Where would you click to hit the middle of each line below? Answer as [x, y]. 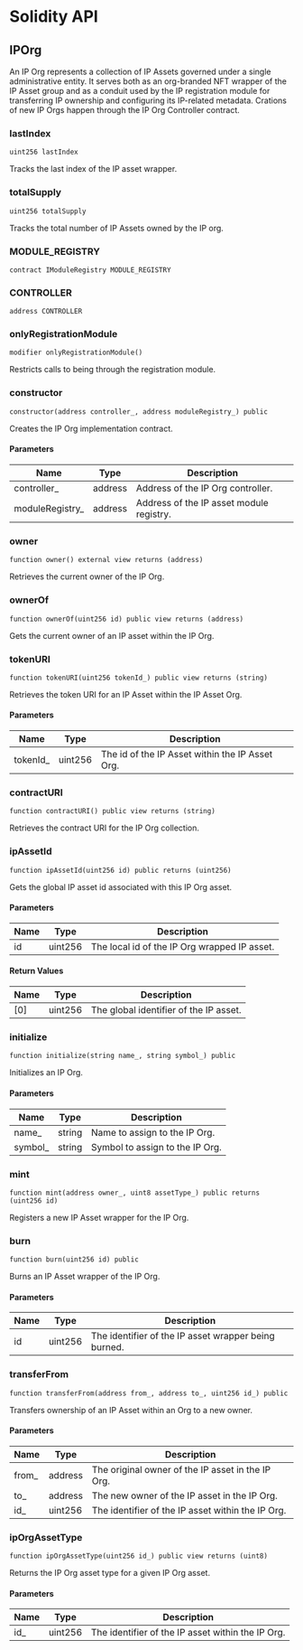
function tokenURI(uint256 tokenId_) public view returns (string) [139, 678]
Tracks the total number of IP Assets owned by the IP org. [116, 228]
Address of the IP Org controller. [204, 488]
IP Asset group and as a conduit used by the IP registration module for [140, 91]
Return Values [37, 971]
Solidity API [54, 17]
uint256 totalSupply [48, 211]
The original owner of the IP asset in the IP [181, 1469]
